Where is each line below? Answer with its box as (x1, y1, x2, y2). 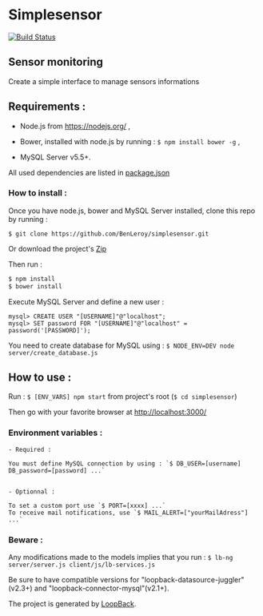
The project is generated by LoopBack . (8, 599, 137, 609)
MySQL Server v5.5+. (19, 152, 91, 162)
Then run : (8, 259, 42, 269)
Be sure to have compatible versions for (8, 575, 140, 585)
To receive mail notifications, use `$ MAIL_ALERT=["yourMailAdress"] (8, 509, 249, 517)
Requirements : (8, 100, 86, 114)
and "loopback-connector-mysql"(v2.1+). (34, 583, 169, 594)
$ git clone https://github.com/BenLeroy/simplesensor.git (8, 230, 209, 238)
